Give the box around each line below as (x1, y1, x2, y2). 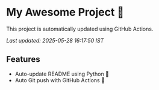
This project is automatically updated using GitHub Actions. (6, 25, 154, 32)
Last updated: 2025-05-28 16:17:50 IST (6, 37, 104, 44)
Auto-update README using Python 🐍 (14, 70, 110, 77)
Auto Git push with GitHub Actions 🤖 (14, 76, 105, 83)
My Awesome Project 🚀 (6, 5, 125, 19)
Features (6, 54, 40, 65)
